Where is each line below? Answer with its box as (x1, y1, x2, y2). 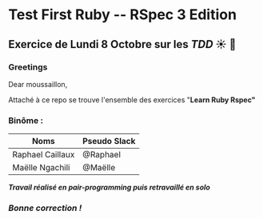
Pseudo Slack (82, 136, 136, 147)
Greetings (8, 62, 48, 73)
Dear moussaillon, (8, 79, 68, 89)
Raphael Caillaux (12, 149, 75, 161)
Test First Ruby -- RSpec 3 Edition (8, 6, 237, 24)
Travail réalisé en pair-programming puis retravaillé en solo (8, 182, 210, 193)
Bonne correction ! (8, 202, 82, 213)
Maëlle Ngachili (12, 162, 70, 173)
